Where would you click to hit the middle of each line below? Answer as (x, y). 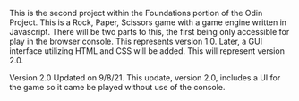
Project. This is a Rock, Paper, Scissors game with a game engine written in (148, 22)
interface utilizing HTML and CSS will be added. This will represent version (147, 51)
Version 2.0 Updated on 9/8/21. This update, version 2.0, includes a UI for (145, 78)
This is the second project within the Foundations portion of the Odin (136, 13)
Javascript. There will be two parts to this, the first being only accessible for (149, 32)
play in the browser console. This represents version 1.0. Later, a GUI (136, 41)
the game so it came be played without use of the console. (117, 87)
